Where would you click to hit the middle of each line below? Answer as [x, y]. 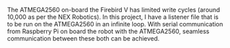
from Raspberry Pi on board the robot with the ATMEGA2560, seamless [108, 31]
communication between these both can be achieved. [83, 39]
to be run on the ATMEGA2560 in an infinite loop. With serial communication [115, 24]
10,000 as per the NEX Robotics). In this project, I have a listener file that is [113, 17]
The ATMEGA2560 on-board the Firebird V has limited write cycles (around [114, 10]
